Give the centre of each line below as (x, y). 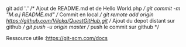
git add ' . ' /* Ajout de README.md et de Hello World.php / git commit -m (93, 8)
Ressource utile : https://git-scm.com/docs (57, 38)
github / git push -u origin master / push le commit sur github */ (82, 27)
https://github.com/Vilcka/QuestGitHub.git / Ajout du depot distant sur (91, 21)
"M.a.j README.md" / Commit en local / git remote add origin (80, 15)
